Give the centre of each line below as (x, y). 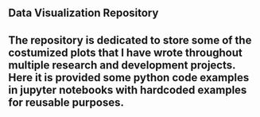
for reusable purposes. (66, 102)
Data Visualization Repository (83, 13)
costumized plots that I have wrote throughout (125, 52)
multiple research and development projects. (122, 65)
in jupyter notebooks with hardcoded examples (128, 90)
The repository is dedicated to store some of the (130, 40)
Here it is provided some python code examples (129, 78)
